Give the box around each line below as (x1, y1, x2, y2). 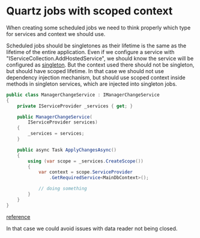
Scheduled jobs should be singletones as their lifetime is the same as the (6, 42, 187, 49)
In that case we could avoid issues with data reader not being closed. (6, 225, 178, 232)
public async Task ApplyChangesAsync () (17, 147, 117, 153)
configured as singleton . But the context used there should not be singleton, (6, 61, 195, 68)
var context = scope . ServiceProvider (38, 169, 133, 175)
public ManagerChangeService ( (17, 114, 93, 120)
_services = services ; (28, 131, 85, 137)
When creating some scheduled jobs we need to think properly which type (6, 24, 191, 31)
